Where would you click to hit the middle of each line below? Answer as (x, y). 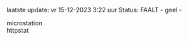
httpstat (18, 30)
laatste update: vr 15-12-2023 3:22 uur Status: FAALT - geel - (94, 10)
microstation (24, 23)
